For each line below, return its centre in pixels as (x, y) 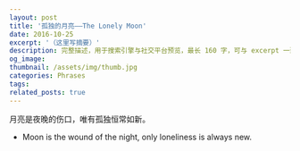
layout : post (33, 17)
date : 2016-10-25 (42, 34)
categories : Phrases (48, 76)
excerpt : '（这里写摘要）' (55, 42)
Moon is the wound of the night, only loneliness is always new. (137, 137)
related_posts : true (48, 92)
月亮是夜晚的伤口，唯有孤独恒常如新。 (79, 119)
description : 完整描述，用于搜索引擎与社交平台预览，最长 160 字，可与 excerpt (144, 51)
